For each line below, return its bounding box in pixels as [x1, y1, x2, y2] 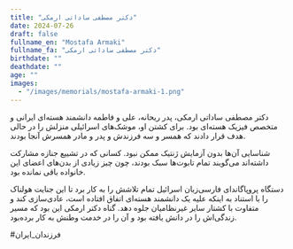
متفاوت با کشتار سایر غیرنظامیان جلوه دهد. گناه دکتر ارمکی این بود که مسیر [10, 202, 259, 213]
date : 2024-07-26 [10, 21, 74, 30]
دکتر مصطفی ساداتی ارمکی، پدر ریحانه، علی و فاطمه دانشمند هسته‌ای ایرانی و [10, 112, 269, 122]
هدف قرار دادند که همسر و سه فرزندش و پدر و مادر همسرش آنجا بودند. [10, 130, 246, 141]
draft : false [10, 29, 58, 38]
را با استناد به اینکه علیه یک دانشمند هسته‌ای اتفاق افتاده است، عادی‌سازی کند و [10, 192, 268, 204]
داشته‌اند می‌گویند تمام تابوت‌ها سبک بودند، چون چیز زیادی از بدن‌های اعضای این [10, 157, 269, 167]
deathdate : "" [10, 63, 63, 72]
